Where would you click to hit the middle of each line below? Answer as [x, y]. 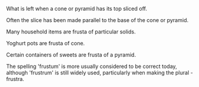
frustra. [15, 79]
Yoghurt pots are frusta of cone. [46, 43]
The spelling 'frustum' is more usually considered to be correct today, [92, 66]
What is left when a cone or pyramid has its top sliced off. [77, 9]
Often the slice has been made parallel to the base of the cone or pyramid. [97, 20]
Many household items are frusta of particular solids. [71, 32]
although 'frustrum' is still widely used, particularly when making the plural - [100, 73]
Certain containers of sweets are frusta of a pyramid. [71, 55]
